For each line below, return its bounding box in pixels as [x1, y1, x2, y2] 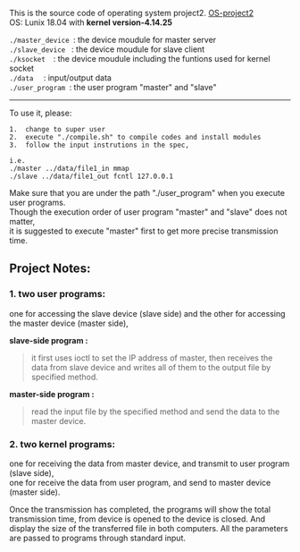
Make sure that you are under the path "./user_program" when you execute [9, 188, 286, 198]
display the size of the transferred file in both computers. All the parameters [9, 522, 288, 533]
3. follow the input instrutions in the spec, [9, 140, 190, 149]
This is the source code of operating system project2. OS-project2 [9, 8, 254, 18]
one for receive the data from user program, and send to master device [9, 477, 271, 488]
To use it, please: [9, 107, 72, 118]
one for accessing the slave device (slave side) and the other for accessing [9, 308, 286, 318]
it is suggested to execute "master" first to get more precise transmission [9, 225, 279, 236]
